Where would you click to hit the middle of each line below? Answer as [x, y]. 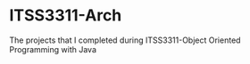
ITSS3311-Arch [66, 16]
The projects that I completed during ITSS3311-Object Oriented [125, 40]
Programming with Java [53, 49]
